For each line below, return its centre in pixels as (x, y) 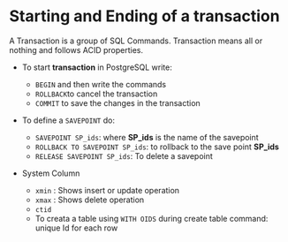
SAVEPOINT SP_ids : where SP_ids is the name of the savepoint (147, 137)
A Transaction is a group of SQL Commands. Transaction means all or (136, 41)
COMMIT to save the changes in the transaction (117, 102)
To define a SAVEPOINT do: (68, 120)
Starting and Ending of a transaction (144, 16)
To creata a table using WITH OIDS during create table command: (152, 218)
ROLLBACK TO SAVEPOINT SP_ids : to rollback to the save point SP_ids (157, 147)
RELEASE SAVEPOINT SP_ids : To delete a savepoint (124, 155)
